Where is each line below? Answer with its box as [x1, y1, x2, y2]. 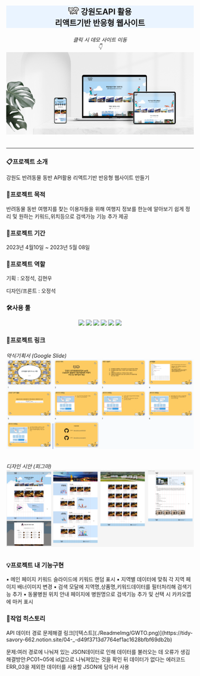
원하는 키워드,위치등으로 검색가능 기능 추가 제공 [18, 212, 129, 220]
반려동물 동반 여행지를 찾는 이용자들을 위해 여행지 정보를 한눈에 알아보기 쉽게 [6, 205, 185, 212]
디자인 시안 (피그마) [6, 463, 52, 470]
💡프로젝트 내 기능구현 [6, 561, 64, 569]
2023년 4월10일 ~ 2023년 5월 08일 [6, 243, 90, 250]
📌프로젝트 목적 [6, 191, 46, 199]
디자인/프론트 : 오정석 [6, 287, 56, 294]
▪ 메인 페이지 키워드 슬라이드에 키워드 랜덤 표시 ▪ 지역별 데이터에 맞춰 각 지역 [6, 576, 185, 583]
